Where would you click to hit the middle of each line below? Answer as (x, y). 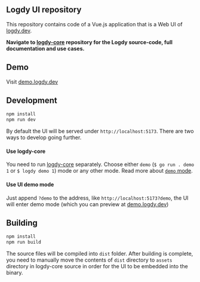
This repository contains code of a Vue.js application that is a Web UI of (95, 24)
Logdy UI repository (44, 10)
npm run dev (21, 120)
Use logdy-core (26, 151)
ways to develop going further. (44, 137)
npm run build (24, 242)
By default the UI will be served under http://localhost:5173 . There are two (100, 131)
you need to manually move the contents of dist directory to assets (89, 260)
